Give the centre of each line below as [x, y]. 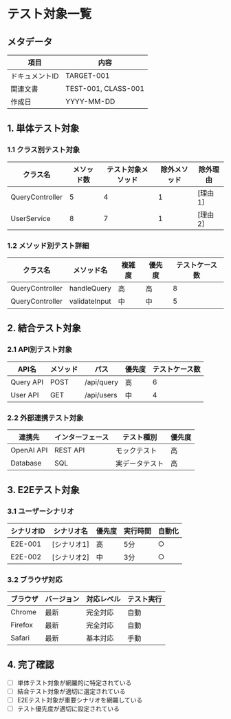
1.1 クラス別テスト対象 [44, 150]
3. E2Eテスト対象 [44, 490]
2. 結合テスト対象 [44, 328]
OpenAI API [29, 450]
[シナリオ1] [70, 544]
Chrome [23, 612]
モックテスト [136, 450]
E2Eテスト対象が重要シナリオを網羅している [80, 700]
